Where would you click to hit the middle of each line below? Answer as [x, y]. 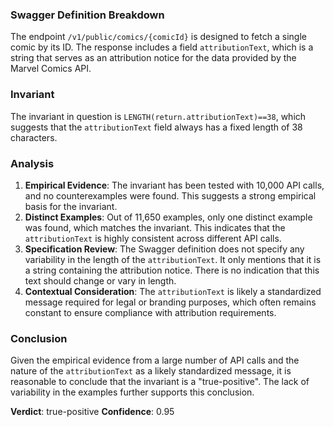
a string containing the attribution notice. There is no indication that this [172, 270]
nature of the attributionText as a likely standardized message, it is [151, 371]
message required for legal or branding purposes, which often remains [170, 302]
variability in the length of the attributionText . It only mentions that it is [173, 259]
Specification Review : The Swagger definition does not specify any [164, 249]
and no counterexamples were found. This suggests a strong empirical [170, 195]
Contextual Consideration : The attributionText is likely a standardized [173, 291]
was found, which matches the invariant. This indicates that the [155, 227]
